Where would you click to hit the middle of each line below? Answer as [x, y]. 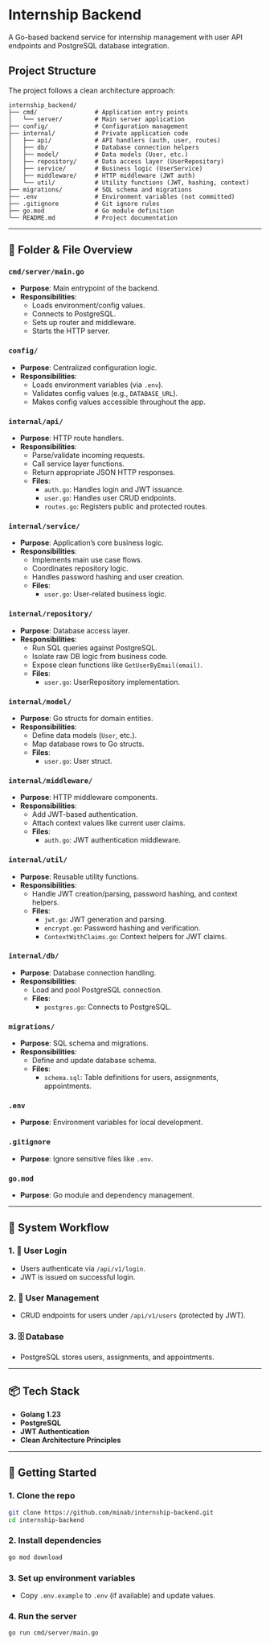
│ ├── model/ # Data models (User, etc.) [98, 155]
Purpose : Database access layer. [75, 630]
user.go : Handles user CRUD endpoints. [110, 498]
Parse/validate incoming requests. [88, 456]
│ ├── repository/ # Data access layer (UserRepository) [117, 161]
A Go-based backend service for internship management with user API [126, 37]
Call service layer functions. [78, 464]
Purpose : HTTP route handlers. [72, 438]
